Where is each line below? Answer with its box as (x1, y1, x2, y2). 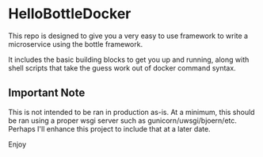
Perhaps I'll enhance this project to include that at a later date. (8, 124, 212, 133)
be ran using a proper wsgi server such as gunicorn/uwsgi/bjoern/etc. (8, 116, 238, 125)
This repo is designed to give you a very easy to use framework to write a (8, 31, 248, 40)
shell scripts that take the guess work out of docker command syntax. (8, 63, 236, 72)
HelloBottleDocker (8, 5, 131, 23)
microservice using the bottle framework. (8, 39, 143, 48)
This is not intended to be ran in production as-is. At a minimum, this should (8, 107, 255, 117)
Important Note (8, 86, 86, 100)
